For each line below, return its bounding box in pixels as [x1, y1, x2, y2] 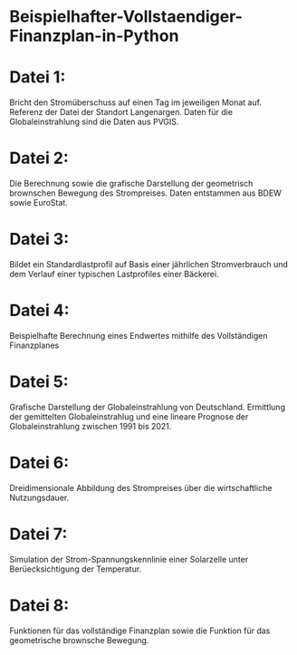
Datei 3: [9, 229, 70, 250]
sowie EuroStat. [9, 197, 68, 208]
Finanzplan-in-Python [9, 25, 179, 46]
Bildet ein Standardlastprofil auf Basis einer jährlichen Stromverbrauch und [9, 259, 288, 269]
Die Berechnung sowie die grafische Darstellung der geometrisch [9, 178, 254, 189]
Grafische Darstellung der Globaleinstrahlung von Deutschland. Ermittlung [9, 401, 285, 412]
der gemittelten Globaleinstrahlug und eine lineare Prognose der [9, 410, 249, 422]
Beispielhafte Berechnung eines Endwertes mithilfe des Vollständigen [9, 330, 269, 341]
